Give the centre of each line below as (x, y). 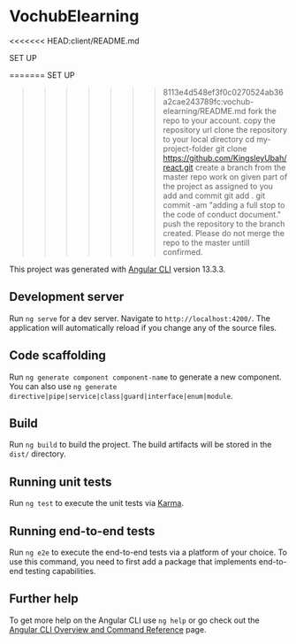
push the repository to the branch (224, 224)
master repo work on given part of (225, 176)
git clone (231, 149)
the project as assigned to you (218, 186)
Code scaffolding (57, 356)
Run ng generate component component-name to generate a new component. (146, 377)
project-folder (188, 149)
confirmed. (183, 252)
